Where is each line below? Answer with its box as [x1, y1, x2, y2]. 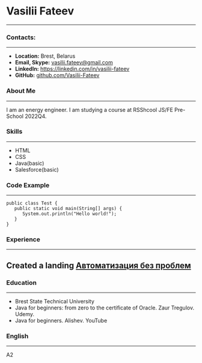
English [6, 332, 29, 341]
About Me [6, 87, 36, 95]
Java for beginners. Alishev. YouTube [14, 317, 108, 324]
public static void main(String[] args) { [14, 206, 122, 212]
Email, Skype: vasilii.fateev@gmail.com [14, 59, 113, 66]
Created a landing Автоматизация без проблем [6, 260, 191, 270]
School [6, 113, 24, 120]
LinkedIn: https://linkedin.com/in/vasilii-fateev [14, 65, 130, 73]
